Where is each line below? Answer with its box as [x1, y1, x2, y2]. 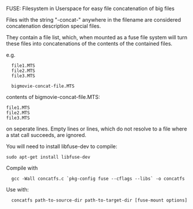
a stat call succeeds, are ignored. [6, 132, 87, 138]
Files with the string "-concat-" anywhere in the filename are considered [6, 16, 181, 23]
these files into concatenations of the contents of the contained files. [6, 40, 173, 47]
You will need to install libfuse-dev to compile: [6, 143, 117, 150]
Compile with [6, 165, 38, 172]
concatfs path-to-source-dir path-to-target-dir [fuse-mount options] [11, 197, 188, 203]
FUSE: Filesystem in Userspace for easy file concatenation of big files [6, 5, 175, 12]
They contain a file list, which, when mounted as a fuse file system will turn [6, 34, 188, 40]
